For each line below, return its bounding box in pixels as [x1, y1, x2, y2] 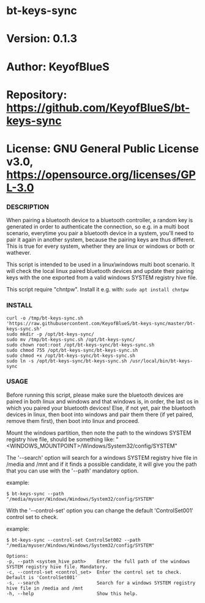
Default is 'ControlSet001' [6, 574, 78, 580]
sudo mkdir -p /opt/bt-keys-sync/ [6, 331, 95, 337]
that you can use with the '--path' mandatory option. [6, 466, 139, 474]
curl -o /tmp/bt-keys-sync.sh [6, 315, 84, 321]
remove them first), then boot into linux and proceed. [6, 417, 140, 424]
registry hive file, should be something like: [6, 435, 115, 443]
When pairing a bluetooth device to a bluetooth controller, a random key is [6, 217, 193, 224]
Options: [6, 553, 29, 559]
